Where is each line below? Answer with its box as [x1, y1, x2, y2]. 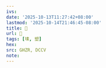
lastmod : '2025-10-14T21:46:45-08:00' [6, 20, 102, 25]
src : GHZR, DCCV [6, 47, 46, 53]
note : [6, 53, 20, 59]
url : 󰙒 [6, 31, 23, 37]
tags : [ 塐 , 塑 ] [6, 36, 42, 42]
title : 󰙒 [6, 25, 28, 31]
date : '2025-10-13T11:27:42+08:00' [6, 14, 94, 20]
